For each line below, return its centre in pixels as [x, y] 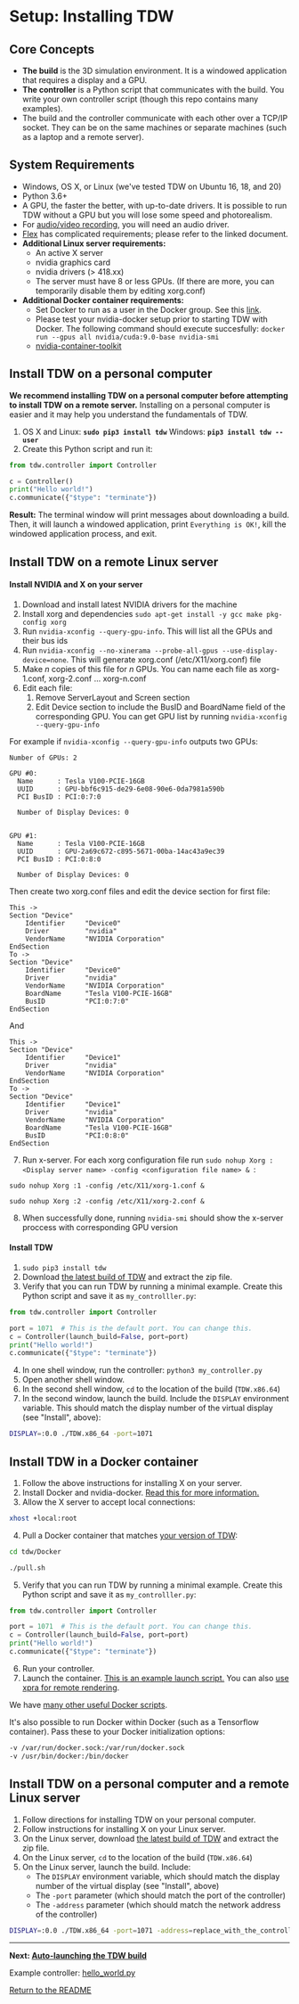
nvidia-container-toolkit [78, 346]
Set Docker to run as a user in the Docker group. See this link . [149, 309]
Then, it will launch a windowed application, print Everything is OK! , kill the [148, 524]
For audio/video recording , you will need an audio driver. [125, 224]
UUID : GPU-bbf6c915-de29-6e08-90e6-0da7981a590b [121, 789]
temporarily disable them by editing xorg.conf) [121, 291]
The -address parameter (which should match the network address [158, 1904]
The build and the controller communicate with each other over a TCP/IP [155, 118]
